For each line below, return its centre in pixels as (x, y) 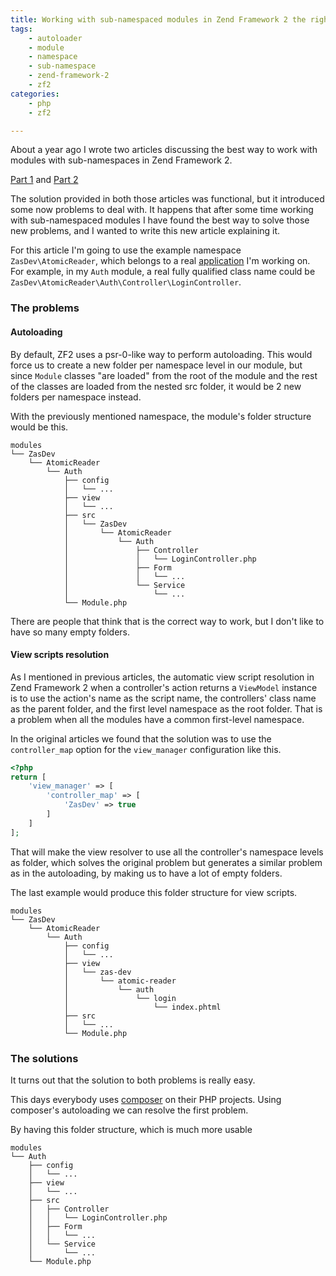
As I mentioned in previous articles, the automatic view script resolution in (162, 677)
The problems (45, 308)
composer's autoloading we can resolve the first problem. (129, 1110)
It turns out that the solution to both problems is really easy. (133, 1080)
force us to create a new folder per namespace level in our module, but (156, 365)
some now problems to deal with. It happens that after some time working (162, 210)
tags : (21, 29)
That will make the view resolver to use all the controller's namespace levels (167, 852)
